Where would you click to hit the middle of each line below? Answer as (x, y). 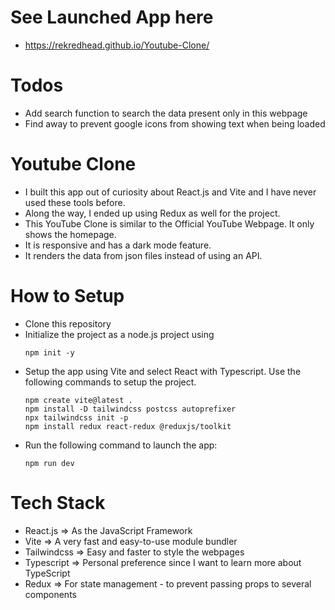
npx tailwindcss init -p (76, 417)
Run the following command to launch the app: (121, 445)
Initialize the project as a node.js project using (119, 334)
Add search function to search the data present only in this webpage (166, 113)
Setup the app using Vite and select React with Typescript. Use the (163, 371)
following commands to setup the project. (110, 382)
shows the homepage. (70, 234)
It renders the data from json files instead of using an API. (143, 255)
